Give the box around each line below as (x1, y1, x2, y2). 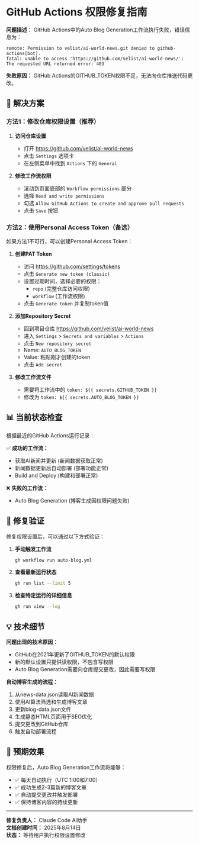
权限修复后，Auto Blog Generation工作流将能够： (6, 764, 126, 771)
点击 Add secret (23, 360, 63, 368)
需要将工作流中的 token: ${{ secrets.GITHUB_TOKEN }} (23, 386, 157, 393)
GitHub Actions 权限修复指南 (6, 5, 148, 19)
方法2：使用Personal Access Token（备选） (6, 223, 134, 231)
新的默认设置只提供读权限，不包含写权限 (14, 658, 114, 665)
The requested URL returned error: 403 (6, 60, 105, 67)
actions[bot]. (6, 50, 41, 56)
